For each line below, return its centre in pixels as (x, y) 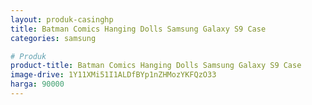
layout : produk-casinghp (62, 19)
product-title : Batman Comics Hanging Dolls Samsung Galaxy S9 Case (156, 66)
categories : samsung (53, 38)
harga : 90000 (37, 84)
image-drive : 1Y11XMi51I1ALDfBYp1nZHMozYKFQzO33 (113, 75)
